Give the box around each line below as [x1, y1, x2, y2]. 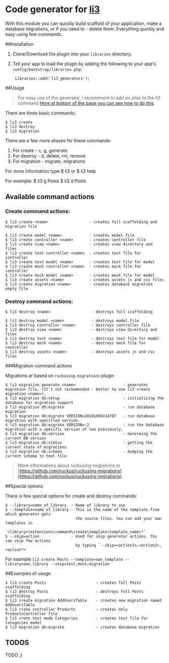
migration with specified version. [5, 418, 80, 423]
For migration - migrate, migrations [12, 158, 86, 164]
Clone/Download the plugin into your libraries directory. [12, 51, 133, 57]
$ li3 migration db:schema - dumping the [5, 449, 153, 454]
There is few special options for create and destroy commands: [5, 493, 138, 499]
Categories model [5, 620, 42, 625]
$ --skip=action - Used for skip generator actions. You [5, 533, 157, 539]
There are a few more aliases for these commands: [5, 137, 111, 143]
